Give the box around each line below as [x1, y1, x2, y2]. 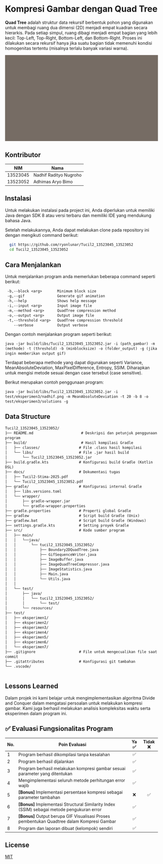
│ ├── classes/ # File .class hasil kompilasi [5, 445, 142, 450]
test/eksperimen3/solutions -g [5, 399, 68, 404]
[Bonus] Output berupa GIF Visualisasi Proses [18, 813, 110, 819]
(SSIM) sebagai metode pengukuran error [18, 806, 102, 812]
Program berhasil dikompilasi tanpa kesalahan [18, 751, 110, 757]
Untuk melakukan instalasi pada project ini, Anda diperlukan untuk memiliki [5, 207, 155, 213]
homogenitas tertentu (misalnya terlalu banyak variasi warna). [5, 45, 129, 51]
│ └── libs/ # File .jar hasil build [5, 450, 130, 455]
